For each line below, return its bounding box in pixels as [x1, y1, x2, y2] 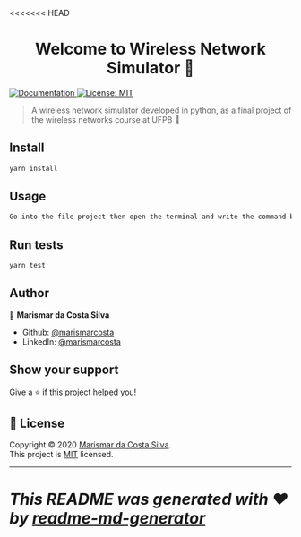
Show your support [9, 362, 119, 378]
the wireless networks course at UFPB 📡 [30, 114, 181, 124]
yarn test [9, 261, 47, 270]
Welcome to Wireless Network [34, 39, 267, 59]
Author [9, 286, 49, 301]
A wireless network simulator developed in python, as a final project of [30, 105, 292, 115]
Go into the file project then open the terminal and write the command [9, 212, 287, 222]
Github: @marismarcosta [21, 327, 115, 337]
